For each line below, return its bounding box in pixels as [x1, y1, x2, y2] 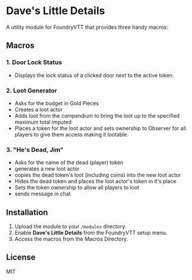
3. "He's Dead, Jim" [6, 145, 64, 154]
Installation [6, 207, 48, 217]
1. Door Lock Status [6, 58, 63, 66]
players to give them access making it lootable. [14, 131, 129, 138]
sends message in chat [14, 190, 71, 198]
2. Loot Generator [6, 86, 58, 95]
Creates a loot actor [14, 106, 63, 113]
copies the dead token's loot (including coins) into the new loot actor [14, 172, 181, 179]
